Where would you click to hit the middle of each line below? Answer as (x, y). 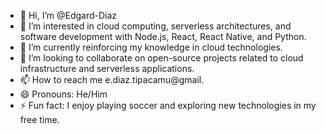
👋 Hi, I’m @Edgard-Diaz (68, 15)
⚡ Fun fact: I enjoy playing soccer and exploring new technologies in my (168, 105)
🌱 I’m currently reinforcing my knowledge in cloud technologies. (151, 47)
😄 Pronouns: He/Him (63, 94)
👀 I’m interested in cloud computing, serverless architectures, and (155, 26)
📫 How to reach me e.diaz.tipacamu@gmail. (112, 79)
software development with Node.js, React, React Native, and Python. (163, 36)
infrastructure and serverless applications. (107, 68)
